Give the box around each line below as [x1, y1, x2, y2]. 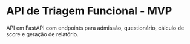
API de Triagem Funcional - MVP [6, 4, 172, 18]
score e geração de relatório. [6, 30, 79, 37]
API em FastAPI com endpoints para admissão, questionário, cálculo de [6, 24, 185, 31]
